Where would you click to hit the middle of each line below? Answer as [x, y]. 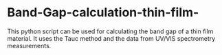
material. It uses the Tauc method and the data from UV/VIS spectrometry [111, 38]
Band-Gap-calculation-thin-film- [103, 13]
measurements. [29, 45]
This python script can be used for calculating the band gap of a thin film [110, 31]
